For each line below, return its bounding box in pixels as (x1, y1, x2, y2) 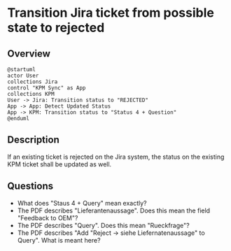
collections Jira (7, 78, 58, 85)
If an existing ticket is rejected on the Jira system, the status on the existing (7, 152, 225, 161)
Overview (7, 48, 51, 59)
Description (7, 134, 59, 146)
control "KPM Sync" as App (7, 85, 86, 92)
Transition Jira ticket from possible (7, 5, 215, 21)
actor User (7, 72, 39, 79)
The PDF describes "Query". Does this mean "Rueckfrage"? (17, 221, 190, 229)
